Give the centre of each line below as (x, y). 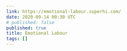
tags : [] (17, 39)
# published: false (30, 22)
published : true (26, 28)
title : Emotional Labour (37, 33)
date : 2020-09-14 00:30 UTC (41, 17)
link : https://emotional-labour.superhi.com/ (63, 11)
